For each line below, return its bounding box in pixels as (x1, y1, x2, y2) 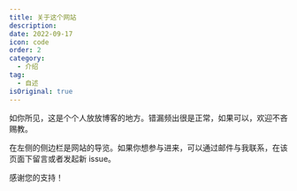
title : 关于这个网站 (9, 12, 77, 22)
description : (9, 21, 57, 30)
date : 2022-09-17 (9, 29, 73, 38)
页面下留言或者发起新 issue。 (9, 153, 117, 164)
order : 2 (9, 46, 42, 55)
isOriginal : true (9, 87, 73, 95)
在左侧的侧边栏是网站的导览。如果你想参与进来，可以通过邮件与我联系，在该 (9, 142, 288, 153)
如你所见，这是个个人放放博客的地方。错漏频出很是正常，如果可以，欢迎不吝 (9, 112, 288, 123)
